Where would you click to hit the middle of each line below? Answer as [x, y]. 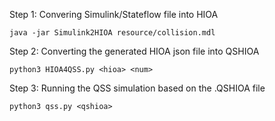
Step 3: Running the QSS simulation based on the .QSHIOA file [137, 88]
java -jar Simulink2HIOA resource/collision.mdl [112, 33]
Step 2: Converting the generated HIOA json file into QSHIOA [134, 51]
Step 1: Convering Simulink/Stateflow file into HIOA [114, 14]
